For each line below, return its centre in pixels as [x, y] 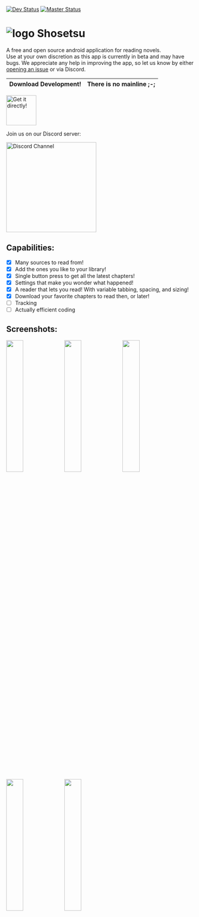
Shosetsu [61, 34]
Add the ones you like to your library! [61, 269]
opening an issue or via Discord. [46, 69]
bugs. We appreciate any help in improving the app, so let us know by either [100, 62]
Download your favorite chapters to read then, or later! [82, 296]
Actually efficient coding [45, 310]
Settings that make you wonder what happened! [74, 283]
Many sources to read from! [49, 262]
